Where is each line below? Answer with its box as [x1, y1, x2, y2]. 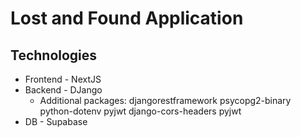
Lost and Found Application [10, 7, 244, 30]
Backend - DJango [24, 84, 103, 96]
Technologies [10, 47, 98, 64]
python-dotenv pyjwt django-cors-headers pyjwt [39, 105, 242, 117]
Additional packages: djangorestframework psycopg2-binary [39, 95, 292, 106]
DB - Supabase [24, 116, 88, 127]
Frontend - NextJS [24, 73, 102, 85]
